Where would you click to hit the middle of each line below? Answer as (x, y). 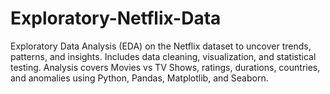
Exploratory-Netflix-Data (116, 18)
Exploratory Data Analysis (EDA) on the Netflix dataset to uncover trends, (161, 46)
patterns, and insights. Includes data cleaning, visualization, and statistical (163, 56)
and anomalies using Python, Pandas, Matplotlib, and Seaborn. (139, 78)
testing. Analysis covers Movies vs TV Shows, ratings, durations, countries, (165, 67)
